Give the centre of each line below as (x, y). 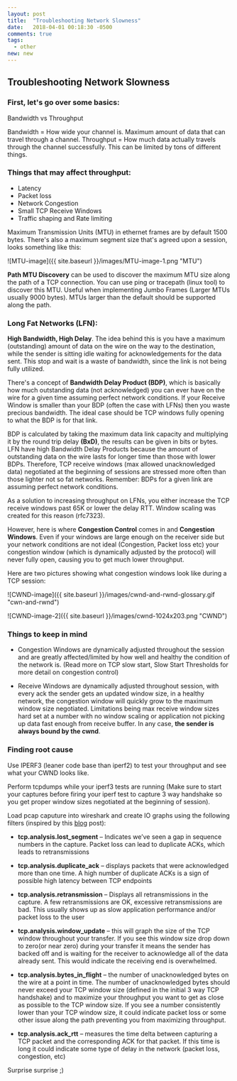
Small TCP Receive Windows (60, 211)
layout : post (27, 14)
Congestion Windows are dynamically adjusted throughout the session (121, 649)
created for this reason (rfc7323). (56, 516)
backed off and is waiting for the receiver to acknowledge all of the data (123, 953)
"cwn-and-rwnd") (33, 602)
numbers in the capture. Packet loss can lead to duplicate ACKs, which (121, 844)
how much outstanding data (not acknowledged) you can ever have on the (116, 390)
